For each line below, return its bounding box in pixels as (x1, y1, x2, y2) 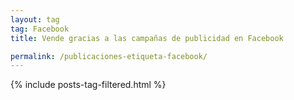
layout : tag (10, 14, 60, 25)
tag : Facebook (10, 24, 70, 34)
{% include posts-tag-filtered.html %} (10, 79, 167, 91)
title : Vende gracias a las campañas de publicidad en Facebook (10, 33, 284, 43)
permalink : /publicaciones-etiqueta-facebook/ (10, 51, 208, 61)
